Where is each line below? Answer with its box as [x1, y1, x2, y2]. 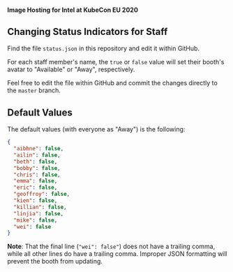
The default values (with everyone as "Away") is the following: [7, 125, 186, 134]
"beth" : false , [13, 158, 58, 165]
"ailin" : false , [13, 151, 61, 159]
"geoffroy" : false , [13, 191, 70, 198]
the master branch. [7, 86, 61, 94]
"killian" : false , [13, 203, 68, 210]
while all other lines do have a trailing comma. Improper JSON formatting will [7, 250, 228, 258]
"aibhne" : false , [13, 145, 64, 152]
